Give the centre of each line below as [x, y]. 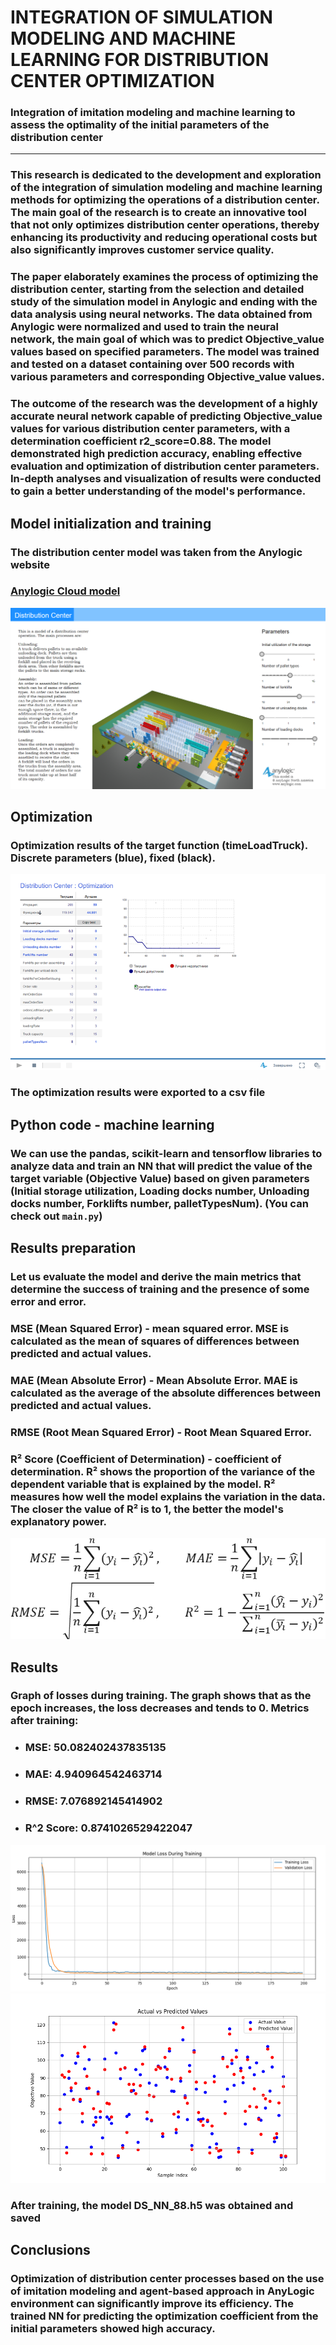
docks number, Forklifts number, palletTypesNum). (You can [159, 1203]
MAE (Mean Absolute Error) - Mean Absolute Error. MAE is [154, 1380]
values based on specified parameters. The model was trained [165, 352]
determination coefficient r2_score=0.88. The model [141, 441]
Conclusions [50, 2250]
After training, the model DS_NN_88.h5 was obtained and [152, 2205]
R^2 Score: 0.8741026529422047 [108, 1828]
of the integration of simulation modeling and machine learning [166, 188]
